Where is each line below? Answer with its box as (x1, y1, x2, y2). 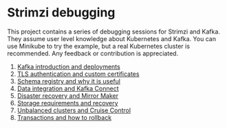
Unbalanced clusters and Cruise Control (17, 106, 131, 114)
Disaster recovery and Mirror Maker (17, 91, 119, 100)
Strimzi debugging (7, 5, 116, 21)
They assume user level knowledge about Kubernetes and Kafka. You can (7, 34, 217, 42)
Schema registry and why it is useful (17, 77, 121, 85)
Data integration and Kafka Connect (17, 84, 119, 92)
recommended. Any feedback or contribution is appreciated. (7, 49, 179, 57)
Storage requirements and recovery (17, 99, 118, 107)
